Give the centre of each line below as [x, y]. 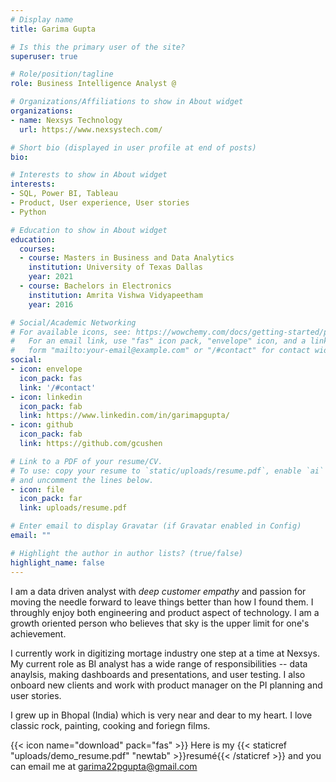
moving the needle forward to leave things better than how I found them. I [162, 602]
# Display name [42, 19]
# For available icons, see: [71, 332]
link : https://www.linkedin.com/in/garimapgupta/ [124, 416]
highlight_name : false [57, 562]
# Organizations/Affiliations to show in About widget [127, 102]
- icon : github [42, 425]
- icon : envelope [46, 369]
